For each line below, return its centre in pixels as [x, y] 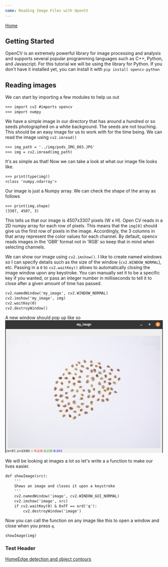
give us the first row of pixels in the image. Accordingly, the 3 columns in [80, 231]
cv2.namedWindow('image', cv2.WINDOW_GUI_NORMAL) [67, 496]
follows [12, 196]
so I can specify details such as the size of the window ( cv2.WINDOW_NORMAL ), [83, 262]
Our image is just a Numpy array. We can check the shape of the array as [80, 191]
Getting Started [30, 41]
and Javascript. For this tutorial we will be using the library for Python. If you [84, 64]
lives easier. [17, 466]
